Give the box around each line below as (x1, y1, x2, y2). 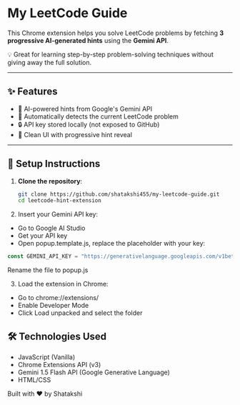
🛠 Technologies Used (7, 330, 107, 342)
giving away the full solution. (7, 58, 92, 66)
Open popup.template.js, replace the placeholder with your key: (17, 239, 206, 248)
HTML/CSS (17, 376, 51, 384)
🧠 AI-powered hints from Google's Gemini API (17, 104, 153, 113)
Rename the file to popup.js (7, 266, 89, 274)
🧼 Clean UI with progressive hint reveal (17, 130, 132, 139)
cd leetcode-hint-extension (17, 197, 101, 204)
